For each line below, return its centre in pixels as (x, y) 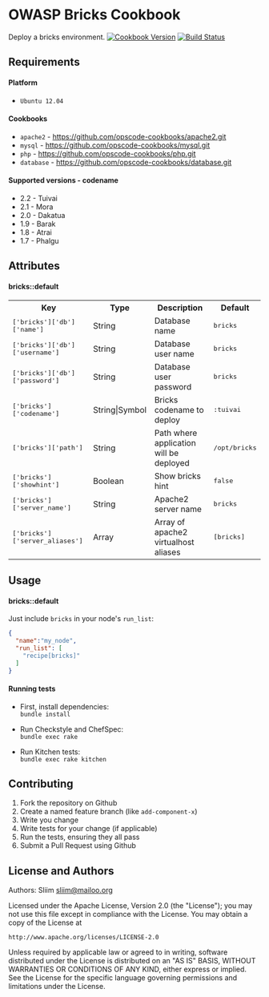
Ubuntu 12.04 (42, 101)
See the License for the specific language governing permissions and (123, 978)
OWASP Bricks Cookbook (94, 15)
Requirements (44, 62)
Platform (23, 83)
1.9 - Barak (38, 224)
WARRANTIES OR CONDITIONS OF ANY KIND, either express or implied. (127, 969)
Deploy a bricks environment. (57, 37)
